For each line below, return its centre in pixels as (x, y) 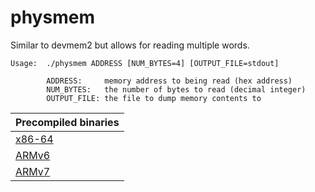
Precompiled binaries (67, 122)
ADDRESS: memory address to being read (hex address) (169, 81)
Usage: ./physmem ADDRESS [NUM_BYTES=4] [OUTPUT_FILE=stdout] (145, 63)
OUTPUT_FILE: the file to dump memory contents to (154, 98)
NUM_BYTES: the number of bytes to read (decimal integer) (176, 89)
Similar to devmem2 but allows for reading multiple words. (130, 45)
